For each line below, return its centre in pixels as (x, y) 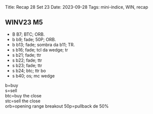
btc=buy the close (23, 95)
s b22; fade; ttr (27, 60)
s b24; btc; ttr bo (29, 70)
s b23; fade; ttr (27, 65)
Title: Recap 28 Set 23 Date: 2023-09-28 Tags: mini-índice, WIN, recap (77, 7)
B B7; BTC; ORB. (28, 34)
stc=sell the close (23, 101)
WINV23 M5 (24, 22)
